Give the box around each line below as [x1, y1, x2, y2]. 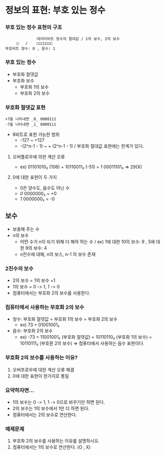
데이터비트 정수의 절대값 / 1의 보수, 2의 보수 [37, 36, 120, 42]
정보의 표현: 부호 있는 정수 [5, 5, 106, 16]
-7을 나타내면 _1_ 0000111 [5, 122, 57, 127]
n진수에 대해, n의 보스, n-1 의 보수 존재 [20, 251, 96, 257]
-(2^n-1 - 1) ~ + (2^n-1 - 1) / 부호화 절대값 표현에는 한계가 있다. [20, 143, 144, 149]
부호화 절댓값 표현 [5, 104, 46, 111]
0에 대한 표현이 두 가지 [12, 174, 57, 180]
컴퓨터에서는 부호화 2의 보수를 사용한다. [12, 290, 91, 296]
